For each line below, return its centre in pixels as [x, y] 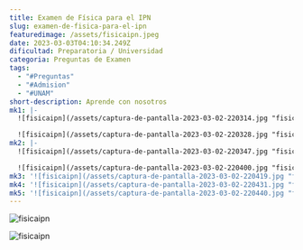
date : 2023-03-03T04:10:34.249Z [70, 43]
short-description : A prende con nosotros [88, 102]
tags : [19, 69]
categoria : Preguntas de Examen [70, 60]
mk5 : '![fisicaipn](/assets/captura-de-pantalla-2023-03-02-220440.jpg [147, 193]
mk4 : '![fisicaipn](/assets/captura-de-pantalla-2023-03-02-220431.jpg [147, 185]
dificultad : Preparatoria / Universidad [87, 51]
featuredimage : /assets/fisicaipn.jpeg [84, 34]
